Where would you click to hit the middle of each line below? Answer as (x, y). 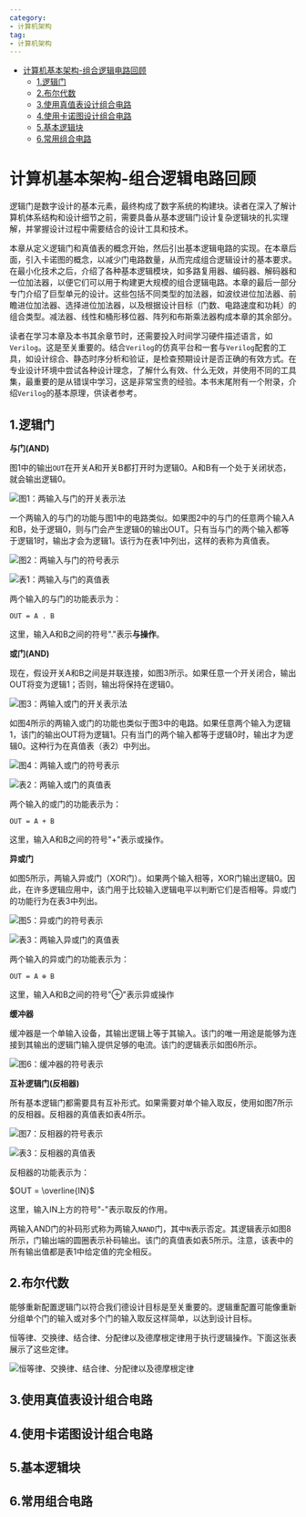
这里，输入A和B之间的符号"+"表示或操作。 (89, 839)
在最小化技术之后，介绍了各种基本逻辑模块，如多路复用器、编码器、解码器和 (153, 271)
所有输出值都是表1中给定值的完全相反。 (83, 1252)
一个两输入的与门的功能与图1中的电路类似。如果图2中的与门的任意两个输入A (152, 518)
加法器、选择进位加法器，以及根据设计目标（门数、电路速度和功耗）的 (165, 306)
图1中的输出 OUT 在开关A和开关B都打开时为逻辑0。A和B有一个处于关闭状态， (150, 468)
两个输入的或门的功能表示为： (65, 804)
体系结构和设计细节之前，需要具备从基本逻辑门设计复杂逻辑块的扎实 (153, 218)
